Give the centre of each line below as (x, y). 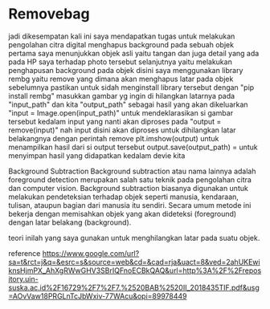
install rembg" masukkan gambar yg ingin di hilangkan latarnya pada (122, 96)
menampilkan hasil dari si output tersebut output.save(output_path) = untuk (133, 147)
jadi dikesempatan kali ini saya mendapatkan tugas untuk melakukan (122, 36)
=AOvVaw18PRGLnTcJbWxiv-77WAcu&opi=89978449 (98, 296)
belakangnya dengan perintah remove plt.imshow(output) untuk (114, 138)
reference (25, 253)
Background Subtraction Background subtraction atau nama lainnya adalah (132, 171)
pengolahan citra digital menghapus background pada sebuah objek (121, 44)
